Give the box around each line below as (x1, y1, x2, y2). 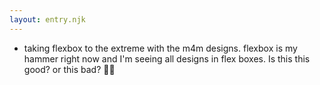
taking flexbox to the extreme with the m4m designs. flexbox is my (23, 42, 298, 54)
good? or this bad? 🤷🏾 (23, 63, 116, 75)
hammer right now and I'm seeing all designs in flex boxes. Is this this (23, 52, 311, 65)
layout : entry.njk (9, 14, 86, 25)
